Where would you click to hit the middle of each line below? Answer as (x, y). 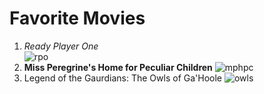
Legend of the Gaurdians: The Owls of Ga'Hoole (123, 78)
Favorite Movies (77, 18)
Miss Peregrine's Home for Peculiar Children (118, 67)
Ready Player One (61, 46)
